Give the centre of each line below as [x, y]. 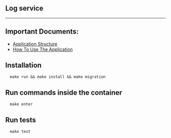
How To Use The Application [42, 49]
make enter [21, 104]
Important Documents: [42, 32]
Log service [24, 8]
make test [20, 132]
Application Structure [35, 44]
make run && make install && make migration [58, 77]
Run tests [21, 120]
